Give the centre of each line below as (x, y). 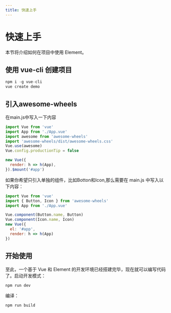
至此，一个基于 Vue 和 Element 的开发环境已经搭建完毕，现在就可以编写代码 (86, 269)
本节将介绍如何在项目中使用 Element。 (46, 52)
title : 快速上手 (21, 10)
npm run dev (18, 285)
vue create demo (23, 87)
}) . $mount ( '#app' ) (25, 170)
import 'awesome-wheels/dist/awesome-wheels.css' (59, 141)
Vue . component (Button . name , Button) (44, 215)
